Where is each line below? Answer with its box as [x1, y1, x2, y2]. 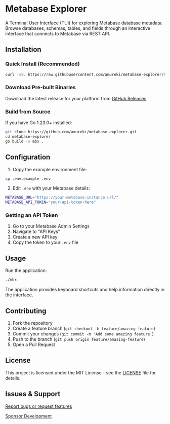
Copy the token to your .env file [12, 239, 79, 246]
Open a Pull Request [12, 341, 56, 348]
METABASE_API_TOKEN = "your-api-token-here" [5, 200, 96, 205]
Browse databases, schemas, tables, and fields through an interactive [5, 25, 151, 31]
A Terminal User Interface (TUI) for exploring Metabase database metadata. [5, 20, 163, 26]
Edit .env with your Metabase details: [12, 185, 90, 191]
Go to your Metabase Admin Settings [12, 223, 90, 229]
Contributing [5, 306, 47, 315]
